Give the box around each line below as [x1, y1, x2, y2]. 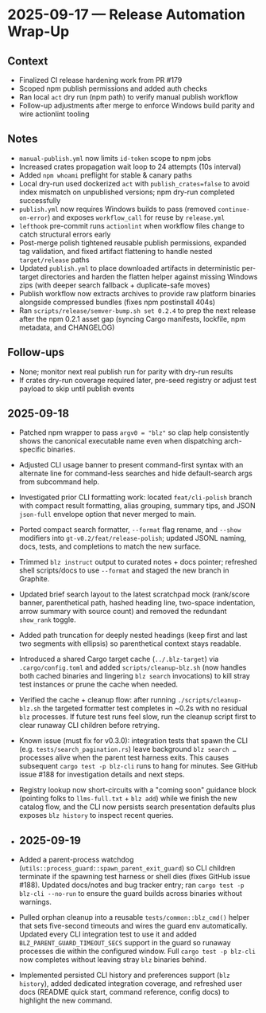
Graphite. [18, 574, 50, 584]
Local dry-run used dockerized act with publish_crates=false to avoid [18, 178, 250, 188]
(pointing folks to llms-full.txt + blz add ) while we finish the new [18, 794, 237, 804]
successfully [18, 195, 61, 205]
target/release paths [18, 255, 90, 264]
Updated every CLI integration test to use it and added [18, 929, 198, 939]
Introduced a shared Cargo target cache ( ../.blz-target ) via [18, 655, 219, 664]
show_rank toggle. [18, 615, 76, 624]
